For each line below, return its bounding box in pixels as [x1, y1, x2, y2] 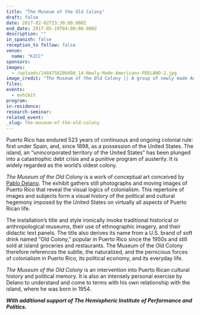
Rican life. [6, 205, 31, 212]
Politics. [6, 303, 27, 311]
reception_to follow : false [6, 42, 76, 48]
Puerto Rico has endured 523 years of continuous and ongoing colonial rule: [6, 136, 193, 143]
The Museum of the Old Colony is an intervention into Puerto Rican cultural [6, 267, 190, 274]
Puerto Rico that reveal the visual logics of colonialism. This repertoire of [6, 186, 185, 193]
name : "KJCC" [11, 53, 44, 59]
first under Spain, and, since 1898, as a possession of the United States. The [6, 143, 193, 150]
